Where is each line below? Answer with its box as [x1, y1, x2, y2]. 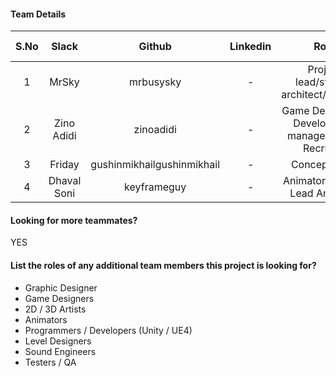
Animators [24, 313, 68, 325]
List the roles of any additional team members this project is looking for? [10, 260, 317, 271]
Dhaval [48, 174, 82, 188]
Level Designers [24, 335, 92, 347]
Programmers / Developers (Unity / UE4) [24, 324, 193, 336]
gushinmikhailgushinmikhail [90, 158, 221, 172]
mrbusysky [129, 75, 182, 89]
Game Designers [24, 292, 95, 304]
